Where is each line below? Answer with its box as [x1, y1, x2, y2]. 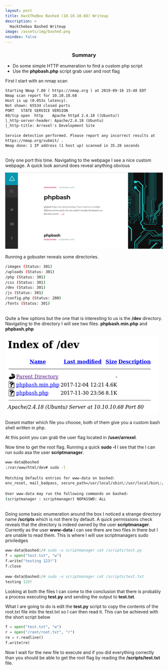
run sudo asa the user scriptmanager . [5, 449, 84, 455]
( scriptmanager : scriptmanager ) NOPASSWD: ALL [5, 496, 106, 502]
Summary [71, 51, 96, 58]
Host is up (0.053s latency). [5, 98, 68, 103]
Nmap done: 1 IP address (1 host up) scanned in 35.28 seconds [5, 143, 140, 148]
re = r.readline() [5, 635, 43, 640]
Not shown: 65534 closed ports [5, 103, 70, 108]
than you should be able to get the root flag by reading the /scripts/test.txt [5, 654, 160, 660]
